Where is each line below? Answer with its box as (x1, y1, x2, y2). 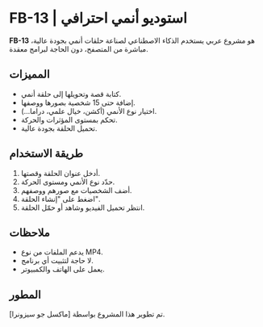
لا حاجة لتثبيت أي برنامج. (20, 256, 94, 266)
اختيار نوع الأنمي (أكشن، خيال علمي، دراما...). (20, 106, 157, 115)
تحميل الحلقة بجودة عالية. (20, 123, 98, 133)
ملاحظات (9, 225, 51, 239)
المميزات (9, 68, 51, 82)
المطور (9, 287, 41, 301)
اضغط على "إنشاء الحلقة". (20, 194, 100, 203)
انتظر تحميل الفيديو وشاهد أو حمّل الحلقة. (20, 203, 145, 212)
